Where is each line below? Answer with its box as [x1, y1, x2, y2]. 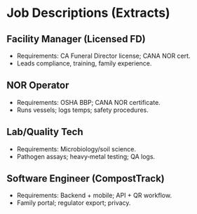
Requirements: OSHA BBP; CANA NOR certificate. [16, 98, 161, 106]
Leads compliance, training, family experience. [16, 59, 152, 68]
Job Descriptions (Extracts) [6, 5, 170, 21]
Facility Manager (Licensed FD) [6, 33, 146, 45]
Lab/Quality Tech [6, 126, 83, 138]
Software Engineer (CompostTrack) [6, 172, 165, 184]
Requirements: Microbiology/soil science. [16, 144, 136, 153]
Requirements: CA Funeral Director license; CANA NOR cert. [16, 51, 191, 60]
